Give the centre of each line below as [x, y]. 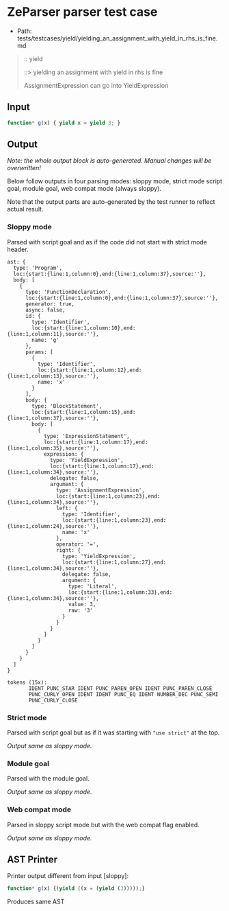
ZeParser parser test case [82, 12]
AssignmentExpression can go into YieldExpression [96, 85]
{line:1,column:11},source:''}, [53, 334]
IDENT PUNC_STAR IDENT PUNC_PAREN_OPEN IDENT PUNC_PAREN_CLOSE [120, 688]
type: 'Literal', [93, 586]
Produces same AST [36, 902]
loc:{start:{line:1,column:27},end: [114, 562]
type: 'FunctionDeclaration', [68, 292]
